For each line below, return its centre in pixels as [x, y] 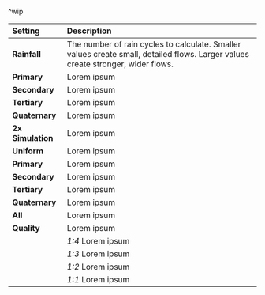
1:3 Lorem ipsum [98, 254]
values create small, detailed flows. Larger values [158, 54]
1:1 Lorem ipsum [98, 280]
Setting [26, 31]
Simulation [33, 138]
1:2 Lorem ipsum [98, 267]
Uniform [28, 151]
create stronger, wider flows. [120, 64]
